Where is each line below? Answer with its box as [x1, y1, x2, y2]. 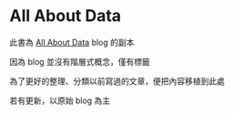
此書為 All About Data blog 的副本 [9, 37, 135, 47]
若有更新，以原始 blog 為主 [9, 95, 111, 106]
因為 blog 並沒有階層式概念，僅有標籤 [9, 56, 150, 67]
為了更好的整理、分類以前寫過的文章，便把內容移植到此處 [9, 75, 225, 87]
